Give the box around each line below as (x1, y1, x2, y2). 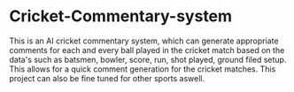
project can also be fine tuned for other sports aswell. (9, 73, 205, 83)
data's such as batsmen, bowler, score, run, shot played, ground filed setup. (9, 54, 287, 65)
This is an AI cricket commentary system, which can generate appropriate (9, 35, 279, 46)
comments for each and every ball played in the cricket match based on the (9, 44, 285, 55)
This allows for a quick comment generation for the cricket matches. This (9, 64, 276, 74)
